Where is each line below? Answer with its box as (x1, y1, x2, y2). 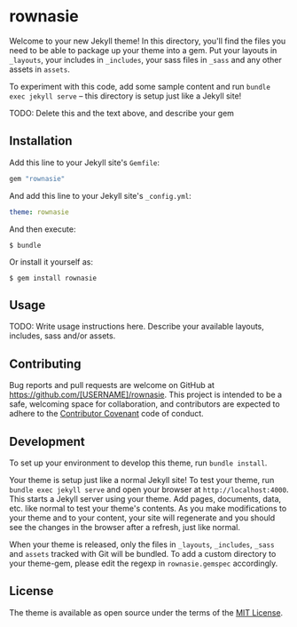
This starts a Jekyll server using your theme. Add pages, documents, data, (9, 493, 282, 504)
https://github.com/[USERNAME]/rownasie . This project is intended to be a (9, 389, 282, 401)
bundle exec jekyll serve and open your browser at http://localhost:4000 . (9, 484, 289, 495)
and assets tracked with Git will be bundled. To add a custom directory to (9, 548, 277, 559)
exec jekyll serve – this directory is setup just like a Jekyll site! (9, 91, 242, 101)
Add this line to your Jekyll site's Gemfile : (9, 157, 160, 168)
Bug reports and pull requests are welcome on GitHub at (9, 380, 215, 391)
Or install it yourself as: (9, 256, 93, 267)
